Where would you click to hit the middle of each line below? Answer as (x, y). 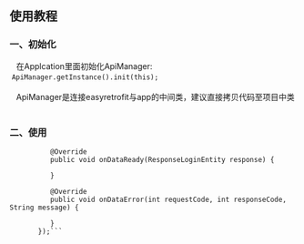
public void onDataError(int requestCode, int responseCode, (168, 199)
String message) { (44, 208)
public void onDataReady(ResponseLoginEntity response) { (162, 159)
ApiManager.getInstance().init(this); (85, 77)
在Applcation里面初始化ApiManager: (84, 66)
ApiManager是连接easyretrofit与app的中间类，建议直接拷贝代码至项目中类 (155, 97)
